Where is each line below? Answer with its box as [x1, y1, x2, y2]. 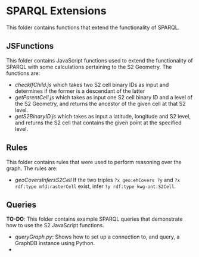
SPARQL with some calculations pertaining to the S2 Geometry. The [6, 63, 172, 70]
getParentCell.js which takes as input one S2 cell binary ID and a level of [14, 93, 192, 101]
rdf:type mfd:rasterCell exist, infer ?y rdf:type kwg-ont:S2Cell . [14, 183, 176, 190]
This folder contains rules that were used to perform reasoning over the [6, 158, 182, 165]
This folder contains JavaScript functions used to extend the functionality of [6, 57, 194, 64]
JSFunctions [6, 41, 54, 51]
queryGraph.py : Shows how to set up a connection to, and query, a [14, 233, 180, 240]
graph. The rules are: [6, 165, 58, 172]
